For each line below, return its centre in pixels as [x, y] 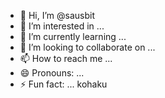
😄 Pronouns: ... [52, 73]
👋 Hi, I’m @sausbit [57, 15]
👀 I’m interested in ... [62, 26]
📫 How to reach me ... [66, 58]
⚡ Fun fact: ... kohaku [63, 84]
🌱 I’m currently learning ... [73, 36]
